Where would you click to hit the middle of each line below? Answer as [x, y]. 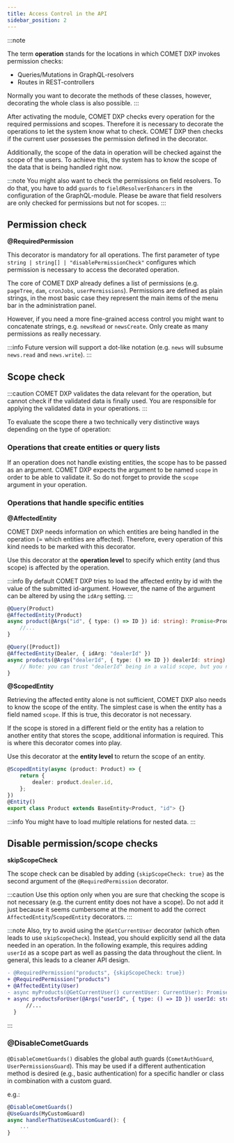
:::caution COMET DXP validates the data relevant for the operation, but [110, 394]
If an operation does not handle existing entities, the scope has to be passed [117, 463]
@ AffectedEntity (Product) [45, 615]
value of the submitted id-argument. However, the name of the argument [111, 588]
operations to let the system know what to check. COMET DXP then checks [115, 131]
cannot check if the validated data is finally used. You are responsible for [112, 401]
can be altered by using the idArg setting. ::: [70, 596]
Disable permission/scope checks [83, 843]
